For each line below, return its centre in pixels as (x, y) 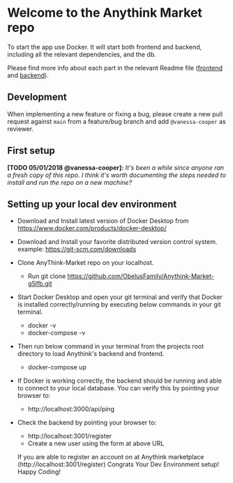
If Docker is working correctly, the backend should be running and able (119, 381)
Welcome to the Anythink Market (105, 13)
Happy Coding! (39, 472)
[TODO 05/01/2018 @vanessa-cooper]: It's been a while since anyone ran (116, 167)
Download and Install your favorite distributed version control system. (117, 242)
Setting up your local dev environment (92, 204)
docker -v (42, 325)
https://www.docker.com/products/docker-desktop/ (92, 229)
